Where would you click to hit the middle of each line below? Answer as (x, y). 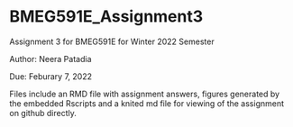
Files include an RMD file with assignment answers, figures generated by (145, 94)
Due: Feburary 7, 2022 (51, 76)
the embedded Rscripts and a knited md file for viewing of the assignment (147, 103)
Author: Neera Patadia (50, 59)
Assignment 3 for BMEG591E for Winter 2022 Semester (112, 41)
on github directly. (43, 113)
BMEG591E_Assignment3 (106, 17)
